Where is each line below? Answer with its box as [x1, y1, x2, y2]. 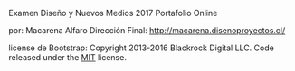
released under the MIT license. [8, 52, 128, 62]
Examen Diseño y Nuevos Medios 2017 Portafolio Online [8, 8, 218, 18]
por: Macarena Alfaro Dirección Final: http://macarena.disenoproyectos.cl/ [8, 25, 286, 35]
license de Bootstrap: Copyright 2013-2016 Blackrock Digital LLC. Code [8, 42, 275, 53]
